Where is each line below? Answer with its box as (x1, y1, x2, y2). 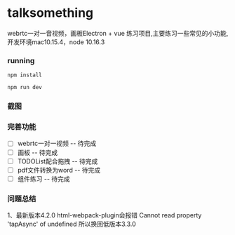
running (7, 55, 35, 65)
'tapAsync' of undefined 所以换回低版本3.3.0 (7, 220, 137, 229)
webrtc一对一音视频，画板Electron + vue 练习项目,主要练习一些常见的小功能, (7, 29, 229, 37)
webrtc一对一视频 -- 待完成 (17, 139, 97, 148)
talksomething (7, 5, 94, 21)
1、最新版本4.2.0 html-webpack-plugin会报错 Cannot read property (7, 211, 202, 220)
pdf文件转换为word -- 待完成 (17, 166, 101, 174)
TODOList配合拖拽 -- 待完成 (17, 156, 98, 166)
